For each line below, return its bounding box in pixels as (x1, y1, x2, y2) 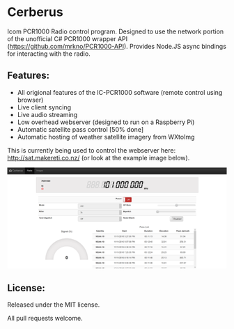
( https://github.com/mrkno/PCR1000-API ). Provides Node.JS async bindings (7, 42, 226, 50)
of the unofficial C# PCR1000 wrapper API (7, 34, 128, 43)
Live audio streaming (17, 110, 78, 118)
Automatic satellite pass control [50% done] (17, 125, 144, 133)
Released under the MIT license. (7, 300, 100, 309)
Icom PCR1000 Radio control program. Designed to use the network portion (7, 27, 224, 36)
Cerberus (7, 4, 64, 20)
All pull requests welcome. (7, 314, 83, 323)
